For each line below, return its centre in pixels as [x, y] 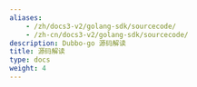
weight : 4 [28, 69]
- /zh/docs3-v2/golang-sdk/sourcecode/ [101, 26]
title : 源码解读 [37, 52]
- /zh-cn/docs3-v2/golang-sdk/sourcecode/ [107, 34]
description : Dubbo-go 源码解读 [68, 43]
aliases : [26, 18]
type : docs [30, 60]
